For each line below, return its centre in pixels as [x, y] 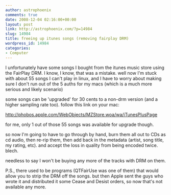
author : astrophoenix [28, 10]
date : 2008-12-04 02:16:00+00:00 [41, 19]
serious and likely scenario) [34, 89]
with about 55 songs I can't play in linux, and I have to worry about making [83, 78]
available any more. [26, 187]
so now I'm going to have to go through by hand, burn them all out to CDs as [86, 134]
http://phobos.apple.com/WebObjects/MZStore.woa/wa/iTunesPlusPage [81, 114]
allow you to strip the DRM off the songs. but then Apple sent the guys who [84, 176]
